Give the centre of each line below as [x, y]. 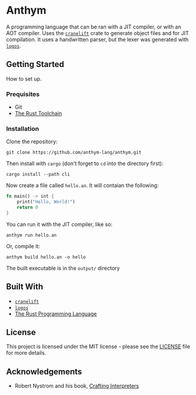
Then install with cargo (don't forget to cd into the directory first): [85, 163]
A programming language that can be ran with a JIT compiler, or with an [94, 27]
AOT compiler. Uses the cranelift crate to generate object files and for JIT [98, 33]
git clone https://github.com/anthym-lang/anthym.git [74, 153]
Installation [23, 128]
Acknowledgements [44, 372]
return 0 [28, 208]
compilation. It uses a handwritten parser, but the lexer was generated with [97, 39]
